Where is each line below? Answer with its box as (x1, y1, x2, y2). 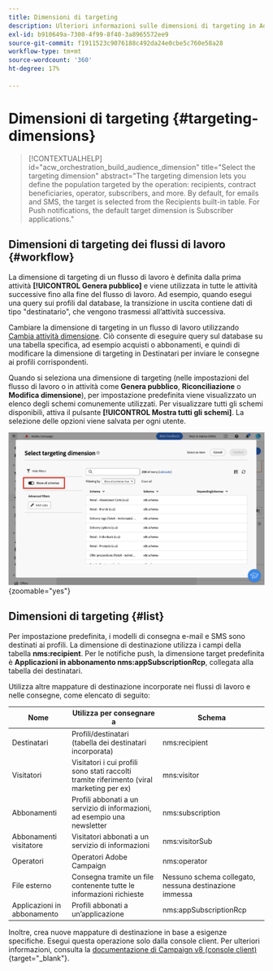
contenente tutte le (71, 880, 136, 890)
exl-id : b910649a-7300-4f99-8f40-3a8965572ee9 (8, 30, 169, 38)
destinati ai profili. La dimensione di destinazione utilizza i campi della (8, 640, 241, 650)
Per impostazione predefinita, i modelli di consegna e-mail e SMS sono (8, 631, 246, 641)
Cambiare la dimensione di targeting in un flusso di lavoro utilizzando (8, 322, 240, 332)
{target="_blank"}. (8, 953, 70, 963)
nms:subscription (162, 807, 221, 817)
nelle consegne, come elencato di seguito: (8, 690, 150, 700)
